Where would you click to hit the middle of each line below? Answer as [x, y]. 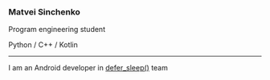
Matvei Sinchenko [44, 12]
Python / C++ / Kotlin [43, 45]
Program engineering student [57, 30]
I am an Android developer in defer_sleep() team [88, 68]
